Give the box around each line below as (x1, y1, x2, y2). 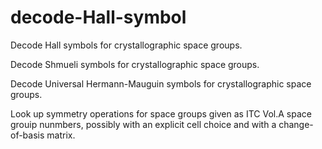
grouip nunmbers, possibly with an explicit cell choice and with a (10, 118, 277, 130)
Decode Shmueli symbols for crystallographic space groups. (10, 58, 260, 70)
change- (278, 118, 314, 130)
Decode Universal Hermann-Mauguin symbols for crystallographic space (10, 77, 312, 90)
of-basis (10, 129, 45, 141)
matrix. (46, 129, 76, 141)
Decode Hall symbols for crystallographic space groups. (10, 39, 243, 51)
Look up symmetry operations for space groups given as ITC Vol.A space (10, 107, 312, 120)
